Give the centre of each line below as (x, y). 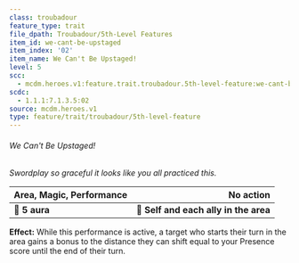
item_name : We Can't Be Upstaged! (73, 59)
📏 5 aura (32, 210)
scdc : (19, 92)
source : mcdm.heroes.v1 (53, 109)
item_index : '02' (41, 51)
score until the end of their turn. (68, 251)
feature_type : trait (48, 26)
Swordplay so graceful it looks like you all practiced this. (113, 173)
